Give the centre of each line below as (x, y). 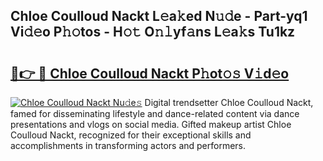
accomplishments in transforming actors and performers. (128, 145)
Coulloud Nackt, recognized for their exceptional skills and (131, 135)
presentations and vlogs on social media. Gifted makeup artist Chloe (151, 124)
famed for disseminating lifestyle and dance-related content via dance (155, 113)
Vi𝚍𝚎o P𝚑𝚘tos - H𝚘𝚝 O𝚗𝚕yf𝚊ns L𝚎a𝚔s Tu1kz (153, 32)
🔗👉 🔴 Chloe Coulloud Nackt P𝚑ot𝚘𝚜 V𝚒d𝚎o (150, 73)
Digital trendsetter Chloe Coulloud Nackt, (229, 102)
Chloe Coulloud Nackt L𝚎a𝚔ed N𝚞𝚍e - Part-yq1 (159, 16)
